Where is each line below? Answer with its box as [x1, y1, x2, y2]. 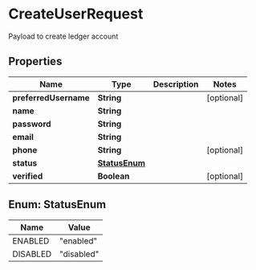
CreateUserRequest [8, 5, 144, 23]
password [12, 118, 51, 129]
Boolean [97, 170, 130, 182]
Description [152, 78, 199, 89]
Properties [8, 55, 63, 68]
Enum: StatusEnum [8, 198, 107, 211]
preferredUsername [12, 92, 90, 103]
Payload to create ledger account [8, 31, 119, 41]
